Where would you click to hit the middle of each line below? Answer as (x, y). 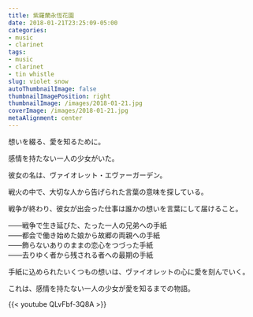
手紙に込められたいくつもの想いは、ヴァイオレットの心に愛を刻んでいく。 (129, 271)
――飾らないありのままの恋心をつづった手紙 (81, 244)
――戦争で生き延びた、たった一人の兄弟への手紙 (87, 225)
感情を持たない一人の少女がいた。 (63, 158)
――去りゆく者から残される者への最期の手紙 (81, 255)
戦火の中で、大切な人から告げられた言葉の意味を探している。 (108, 192)
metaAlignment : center (45, 118)
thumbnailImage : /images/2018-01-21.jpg (76, 103)
